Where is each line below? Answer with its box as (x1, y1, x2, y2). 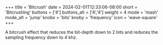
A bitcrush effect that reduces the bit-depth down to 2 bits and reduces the (5, 29, 158, 35)
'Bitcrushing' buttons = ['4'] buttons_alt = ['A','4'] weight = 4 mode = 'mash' (5, 9, 159, 15)
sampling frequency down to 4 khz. (5, 34, 78, 40)
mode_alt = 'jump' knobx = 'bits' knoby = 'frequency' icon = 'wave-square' (5, 15, 158, 20)
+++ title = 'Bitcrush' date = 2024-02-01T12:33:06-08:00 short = (5, 4, 138, 10)
